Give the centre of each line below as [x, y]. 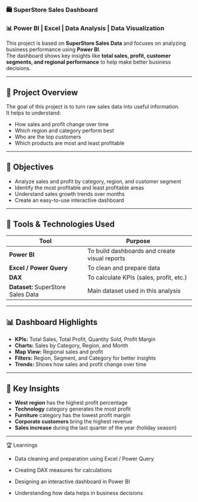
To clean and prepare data [124, 268]
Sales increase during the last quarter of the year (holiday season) [95, 428]
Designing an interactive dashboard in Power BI [72, 482]
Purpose [138, 241]
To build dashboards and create [131, 251]
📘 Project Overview [42, 92]
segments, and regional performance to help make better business [88, 62]
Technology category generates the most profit [73, 409]
